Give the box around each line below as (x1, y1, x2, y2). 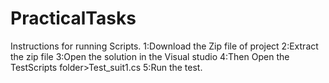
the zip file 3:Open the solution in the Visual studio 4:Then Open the (10, 50, 290, 62)
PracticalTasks (10, 7, 137, 30)
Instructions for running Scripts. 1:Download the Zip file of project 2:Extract (10, 40, 319, 52)
